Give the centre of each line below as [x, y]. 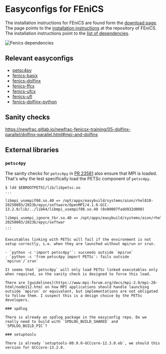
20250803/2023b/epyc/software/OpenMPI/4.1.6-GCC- [57, 205]
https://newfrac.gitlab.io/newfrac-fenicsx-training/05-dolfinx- [68, 129]
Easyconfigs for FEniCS [54, 9]
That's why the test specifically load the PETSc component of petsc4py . [78, 179]
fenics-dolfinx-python [35, 102]
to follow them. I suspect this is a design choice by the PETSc [74, 296]
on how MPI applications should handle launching [97, 287]
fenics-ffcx [23, 86]
